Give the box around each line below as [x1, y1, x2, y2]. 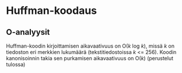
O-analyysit [6, 27, 50, 37]
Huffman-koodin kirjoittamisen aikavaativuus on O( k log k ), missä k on [6, 42, 175, 49]
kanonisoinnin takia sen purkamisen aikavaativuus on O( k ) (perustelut [6, 55, 174, 61]
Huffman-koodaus [6, 4, 97, 17]
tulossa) [6, 61, 26, 68]
